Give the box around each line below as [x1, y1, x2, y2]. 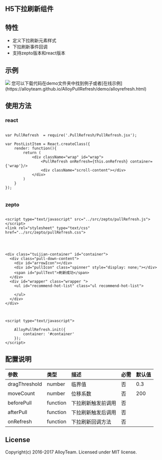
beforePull [7, 399, 32, 406]
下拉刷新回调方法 [71, 418, 112, 425]
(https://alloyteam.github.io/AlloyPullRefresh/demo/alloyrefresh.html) [5, 86, 147, 92]
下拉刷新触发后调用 [71, 409, 117, 416]
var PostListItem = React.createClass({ [5, 141, 91, 146]
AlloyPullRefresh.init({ [14, 327, 66, 332]
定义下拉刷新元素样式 [12, 37, 56, 43]
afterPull [7, 408, 27, 415]
